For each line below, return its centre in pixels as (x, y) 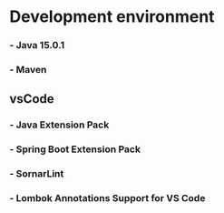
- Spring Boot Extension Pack (75, 149)
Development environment (112, 17)
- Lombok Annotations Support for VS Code (107, 198)
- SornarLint (37, 174)
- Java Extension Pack (59, 125)
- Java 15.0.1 (37, 46)
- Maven (28, 70)
